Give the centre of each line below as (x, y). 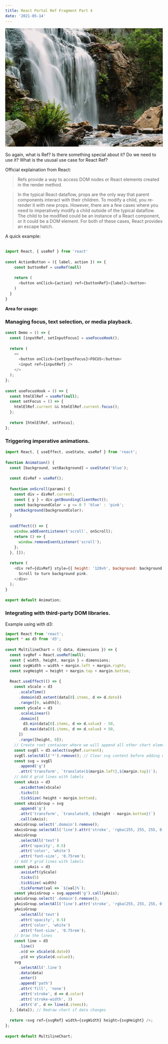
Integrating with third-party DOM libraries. (58, 613)
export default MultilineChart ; (39, 1036)
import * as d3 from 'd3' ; (33, 639)
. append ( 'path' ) (35, 983)
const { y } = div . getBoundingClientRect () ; (61, 500)
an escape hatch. (35, 226)
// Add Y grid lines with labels (49, 862)
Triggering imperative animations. (47, 441)
